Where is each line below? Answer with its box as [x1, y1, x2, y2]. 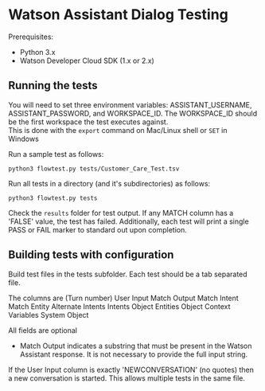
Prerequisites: [8, 32, 54, 41]
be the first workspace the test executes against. [8, 117, 169, 127]
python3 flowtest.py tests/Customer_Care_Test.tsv [8, 165, 180, 173]
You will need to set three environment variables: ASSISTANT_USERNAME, [8, 100, 252, 109]
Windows [8, 134, 40, 143]
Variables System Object [8, 310, 89, 319]
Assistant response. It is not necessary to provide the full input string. [19, 349, 248, 359]
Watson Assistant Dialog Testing [8, 6, 228, 24]
